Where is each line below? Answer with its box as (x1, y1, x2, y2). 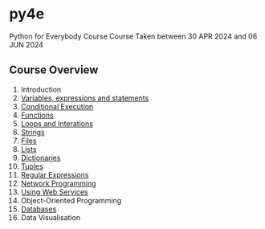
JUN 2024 (9, 39, 43, 49)
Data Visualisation (20, 212, 81, 222)
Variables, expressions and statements (20, 93, 149, 103)
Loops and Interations (20, 118, 93, 129)
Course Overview (9, 63, 99, 77)
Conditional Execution (20, 101, 94, 111)
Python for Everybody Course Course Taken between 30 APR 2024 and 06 (9, 31, 258, 41)
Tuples (20, 162, 43, 171)
